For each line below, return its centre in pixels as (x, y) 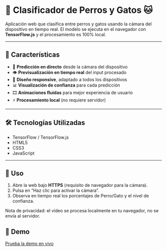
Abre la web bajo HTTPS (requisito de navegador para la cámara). (80, 185)
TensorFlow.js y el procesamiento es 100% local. (56, 34)
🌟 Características (33, 55)
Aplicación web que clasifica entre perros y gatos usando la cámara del (79, 24)
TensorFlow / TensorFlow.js (41, 137)
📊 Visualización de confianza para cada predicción (66, 85)
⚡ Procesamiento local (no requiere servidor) (59, 100)
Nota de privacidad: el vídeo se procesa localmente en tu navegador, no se (82, 211)
